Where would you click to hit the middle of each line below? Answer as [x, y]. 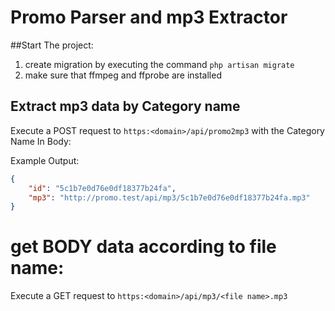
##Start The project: [52, 45]
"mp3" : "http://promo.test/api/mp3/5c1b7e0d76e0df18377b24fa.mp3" [169, 197]
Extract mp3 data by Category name [125, 106]
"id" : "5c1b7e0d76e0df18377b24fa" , [102, 188]
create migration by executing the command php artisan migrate [159, 64]
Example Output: [45, 160]
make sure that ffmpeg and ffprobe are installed [123, 75]
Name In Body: [41, 141]
